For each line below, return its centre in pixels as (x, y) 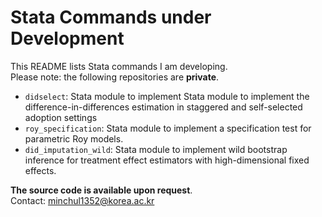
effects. (40, 170)
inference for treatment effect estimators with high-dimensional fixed (167, 160)
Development (67, 38)
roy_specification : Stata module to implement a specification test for (168, 128)
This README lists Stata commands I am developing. (119, 66)
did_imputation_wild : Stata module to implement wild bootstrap (156, 149)
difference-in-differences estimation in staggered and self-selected (163, 107)
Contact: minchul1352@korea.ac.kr (82, 200)
